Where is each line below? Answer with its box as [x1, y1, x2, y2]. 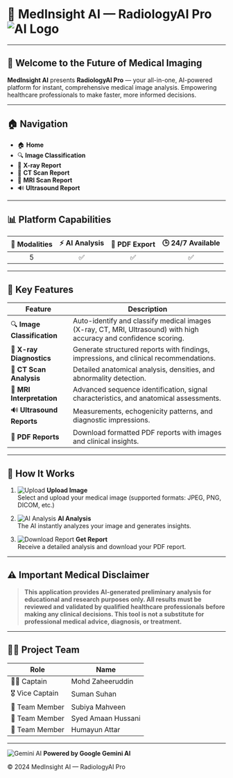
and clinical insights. [72, 436, 139, 446]
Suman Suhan [71, 689, 116, 699]
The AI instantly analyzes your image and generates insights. [17, 522, 192, 530]
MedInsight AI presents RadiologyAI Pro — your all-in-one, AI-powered [7, 76, 213, 84]
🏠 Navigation [7, 118, 68, 130]
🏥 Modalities [10, 239, 53, 249]
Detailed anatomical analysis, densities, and [72, 365, 215, 374]
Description [128, 304, 168, 314]
